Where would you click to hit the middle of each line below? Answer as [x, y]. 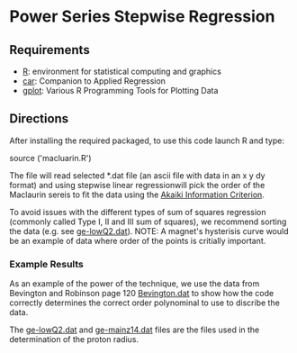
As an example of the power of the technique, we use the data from [135, 284]
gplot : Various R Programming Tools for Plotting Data [120, 91]
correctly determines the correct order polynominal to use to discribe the [145, 303]
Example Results [46, 264]
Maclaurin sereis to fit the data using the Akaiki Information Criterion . [137, 195]
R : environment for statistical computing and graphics [122, 71]
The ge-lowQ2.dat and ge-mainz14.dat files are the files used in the [135, 330]
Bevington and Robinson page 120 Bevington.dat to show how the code [142, 294]
